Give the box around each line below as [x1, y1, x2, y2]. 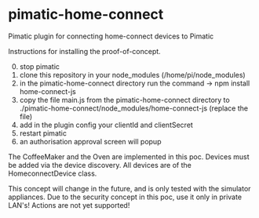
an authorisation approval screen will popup [19, 136, 162, 146]
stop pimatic [19, 61, 60, 71]
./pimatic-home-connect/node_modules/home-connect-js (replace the [19, 104, 249, 113]
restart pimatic [19, 128, 67, 138]
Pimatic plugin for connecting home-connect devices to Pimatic [8, 31, 214, 41]
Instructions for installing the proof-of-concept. [8, 46, 161, 56]
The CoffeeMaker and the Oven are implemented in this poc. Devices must [8, 151, 250, 162]
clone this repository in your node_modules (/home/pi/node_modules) [19, 70, 246, 79]
